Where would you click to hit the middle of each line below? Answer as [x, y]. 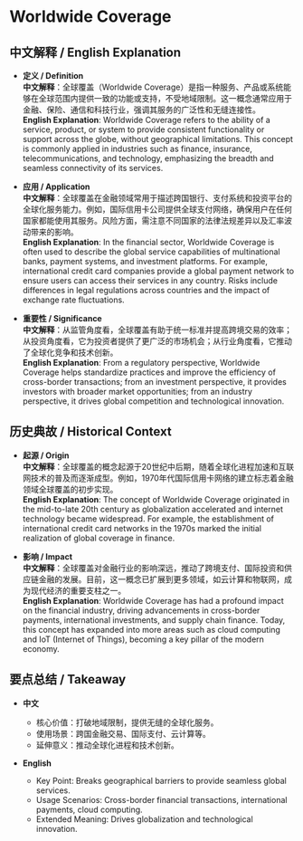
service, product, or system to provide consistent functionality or [143, 129]
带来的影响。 [54, 232]
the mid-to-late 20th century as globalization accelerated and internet [152, 509]
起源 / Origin [46, 455]
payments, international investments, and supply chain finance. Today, [154, 620]
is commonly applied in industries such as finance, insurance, [137, 148]
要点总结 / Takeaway [68, 679]
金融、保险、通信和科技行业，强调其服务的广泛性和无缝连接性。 [141, 110]
